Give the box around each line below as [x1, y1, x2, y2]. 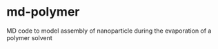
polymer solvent [6, 33, 52, 42]
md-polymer [6, 4, 80, 20]
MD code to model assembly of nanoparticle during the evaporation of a [6, 27, 212, 35]
